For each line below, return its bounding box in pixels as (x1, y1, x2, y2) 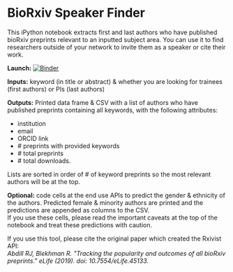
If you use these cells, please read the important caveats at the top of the (7, 213, 218, 222)
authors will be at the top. (7, 177, 81, 186)
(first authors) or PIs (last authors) (7, 85, 105, 93)
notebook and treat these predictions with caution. (7, 220, 152, 229)
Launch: (7, 64, 32, 72)
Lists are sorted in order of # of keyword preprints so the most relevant (7, 170, 211, 178)
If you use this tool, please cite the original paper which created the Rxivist (7, 234, 222, 243)
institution (17, 119, 47, 127)
